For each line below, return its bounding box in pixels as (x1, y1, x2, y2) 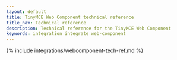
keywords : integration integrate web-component (6, 31, 127, 37)
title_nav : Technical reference (6, 20, 86, 26)
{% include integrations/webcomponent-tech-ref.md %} (6, 47, 144, 54)
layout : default (6, 8, 46, 15)
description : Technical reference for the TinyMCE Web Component (6, 25, 171, 31)
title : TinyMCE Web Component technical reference (6, 14, 134, 20)
